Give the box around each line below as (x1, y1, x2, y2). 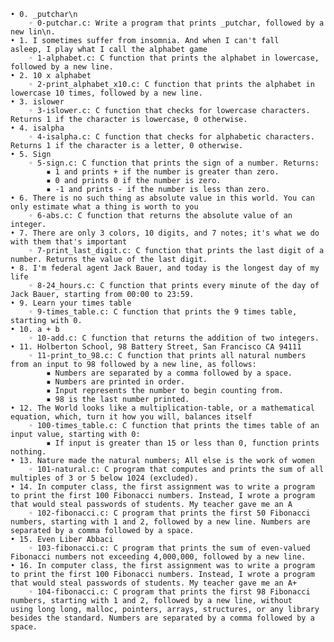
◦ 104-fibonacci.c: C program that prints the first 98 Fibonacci (28, 587, 311, 597)
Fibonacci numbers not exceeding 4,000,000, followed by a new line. (10, 552, 307, 562)
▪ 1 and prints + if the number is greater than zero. (46, 167, 280, 177)
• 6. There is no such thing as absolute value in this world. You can (10, 193, 315, 203)
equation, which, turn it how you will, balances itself (10, 412, 253, 422)
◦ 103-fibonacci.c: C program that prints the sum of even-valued (28, 543, 311, 553)
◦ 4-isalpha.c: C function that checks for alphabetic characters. (28, 132, 315, 142)
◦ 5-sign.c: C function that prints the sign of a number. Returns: (28, 158, 320, 168)
